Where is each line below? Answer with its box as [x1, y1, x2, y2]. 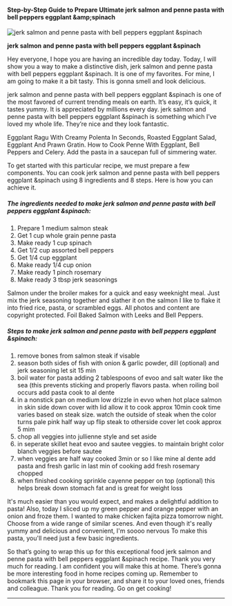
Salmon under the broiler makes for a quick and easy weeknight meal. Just [7, 289, 220, 297]
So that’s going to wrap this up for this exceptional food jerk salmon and [7, 547, 212, 556]
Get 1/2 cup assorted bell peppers [17, 246, 114, 255]
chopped [17, 469, 43, 477]
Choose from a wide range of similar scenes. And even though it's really [7, 520, 213, 528]
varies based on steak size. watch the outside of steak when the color [17, 410, 217, 419]
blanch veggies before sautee [17, 447, 102, 456]
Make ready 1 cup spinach [17, 239, 92, 247]
